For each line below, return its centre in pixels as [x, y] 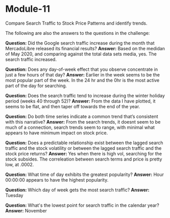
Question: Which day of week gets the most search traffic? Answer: [77, 190]
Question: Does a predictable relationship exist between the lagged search [84, 143]
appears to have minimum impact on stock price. [57, 133]
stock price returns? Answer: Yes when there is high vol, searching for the [84, 153]
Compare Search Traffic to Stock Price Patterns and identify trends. [76, 23]
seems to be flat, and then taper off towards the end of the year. [73, 106]
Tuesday [14, 195]
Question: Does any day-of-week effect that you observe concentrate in [82, 69]
